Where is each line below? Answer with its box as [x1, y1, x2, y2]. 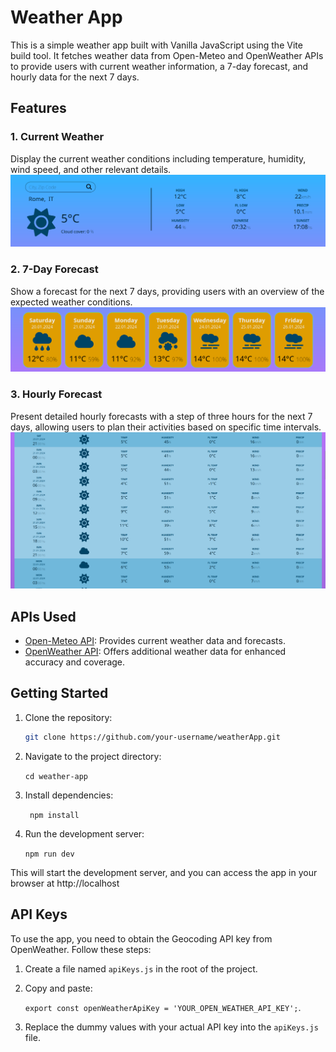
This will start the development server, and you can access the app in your [10, 866, 318, 878]
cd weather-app [24, 771, 89, 781]
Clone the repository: [24, 711, 113, 723]
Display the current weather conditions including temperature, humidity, [10, 152, 307, 165]
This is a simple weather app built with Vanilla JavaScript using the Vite [10, 39, 303, 51]
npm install [29, 810, 80, 820]
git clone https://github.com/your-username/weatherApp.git [24, 732, 281, 742]
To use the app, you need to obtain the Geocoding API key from [10, 932, 273, 945]
